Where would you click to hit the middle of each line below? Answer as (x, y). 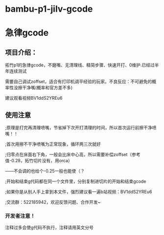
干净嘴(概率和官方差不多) (47, 88)
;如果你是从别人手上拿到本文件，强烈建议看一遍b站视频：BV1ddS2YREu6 (79, 192)
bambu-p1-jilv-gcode (49, 9)
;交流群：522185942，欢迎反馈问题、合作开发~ (53, 202)
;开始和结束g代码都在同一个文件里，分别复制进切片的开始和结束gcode (76, 181)
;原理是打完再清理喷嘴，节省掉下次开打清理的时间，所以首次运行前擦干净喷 (81, 128)
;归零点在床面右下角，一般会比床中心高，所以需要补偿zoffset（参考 (73, 154)
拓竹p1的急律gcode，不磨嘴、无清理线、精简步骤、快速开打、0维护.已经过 (80, 65)
